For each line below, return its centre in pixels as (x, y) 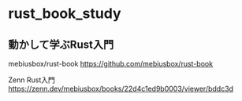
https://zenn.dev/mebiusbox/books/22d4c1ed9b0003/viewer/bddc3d (121, 88)
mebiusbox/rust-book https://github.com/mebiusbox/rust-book (111, 64)
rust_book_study (65, 14)
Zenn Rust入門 (32, 80)
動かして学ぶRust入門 (61, 44)
